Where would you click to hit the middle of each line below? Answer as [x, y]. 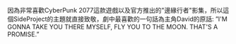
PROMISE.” [23, 34]
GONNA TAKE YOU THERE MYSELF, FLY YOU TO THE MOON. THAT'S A [113, 27]
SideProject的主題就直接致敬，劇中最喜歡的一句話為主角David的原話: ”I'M [120, 19]
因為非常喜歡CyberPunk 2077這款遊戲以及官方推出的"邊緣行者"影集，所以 [115, 10]
